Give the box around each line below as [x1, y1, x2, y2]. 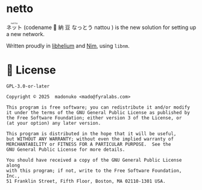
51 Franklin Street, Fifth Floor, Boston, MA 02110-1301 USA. [6, 178, 166, 184]
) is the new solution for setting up [111, 24, 197, 31]
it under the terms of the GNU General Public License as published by [6, 109, 190, 116]
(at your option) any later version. [6, 120, 101, 126]
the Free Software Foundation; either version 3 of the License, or [6, 115, 182, 121]
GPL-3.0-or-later [6, 83, 50, 89]
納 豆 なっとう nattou [58, 24, 110, 31]
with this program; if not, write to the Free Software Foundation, [6, 168, 182, 174]
